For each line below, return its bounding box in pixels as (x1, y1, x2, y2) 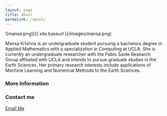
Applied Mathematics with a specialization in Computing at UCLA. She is (5, 46, 155, 52)
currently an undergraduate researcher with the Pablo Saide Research (5, 51, 151, 57)
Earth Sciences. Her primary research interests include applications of (5, 62, 151, 68)
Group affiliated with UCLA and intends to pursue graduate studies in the (5, 57, 156, 63)
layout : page (5, 7, 33, 13)
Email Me (5, 105, 25, 111)
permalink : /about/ (5, 17, 46, 22)
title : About (5, 12, 33, 17)
